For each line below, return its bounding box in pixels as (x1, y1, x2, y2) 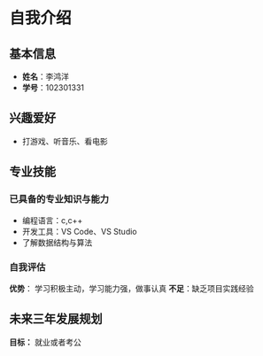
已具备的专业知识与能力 (9, 193, 109, 205)
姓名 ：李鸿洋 (21, 72, 69, 81)
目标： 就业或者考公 (9, 337, 81, 347)
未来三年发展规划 (9, 312, 103, 327)
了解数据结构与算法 (21, 236, 93, 248)
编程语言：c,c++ (21, 214, 83, 226)
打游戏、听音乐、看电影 (21, 135, 108, 146)
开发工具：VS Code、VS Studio (21, 226, 137, 236)
